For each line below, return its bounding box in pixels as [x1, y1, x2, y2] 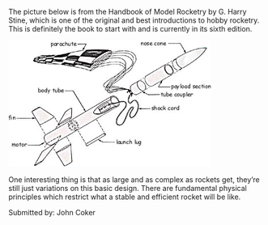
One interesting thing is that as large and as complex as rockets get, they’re [8, 175, 261, 185]
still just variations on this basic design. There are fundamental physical [8, 184, 247, 193]
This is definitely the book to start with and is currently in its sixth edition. [8, 24, 253, 33]
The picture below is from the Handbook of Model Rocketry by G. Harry [8, 7, 247, 16]
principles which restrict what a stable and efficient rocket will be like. [8, 192, 241, 202]
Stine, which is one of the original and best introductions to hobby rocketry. [8, 15, 260, 25]
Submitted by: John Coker [8, 208, 96, 217]
